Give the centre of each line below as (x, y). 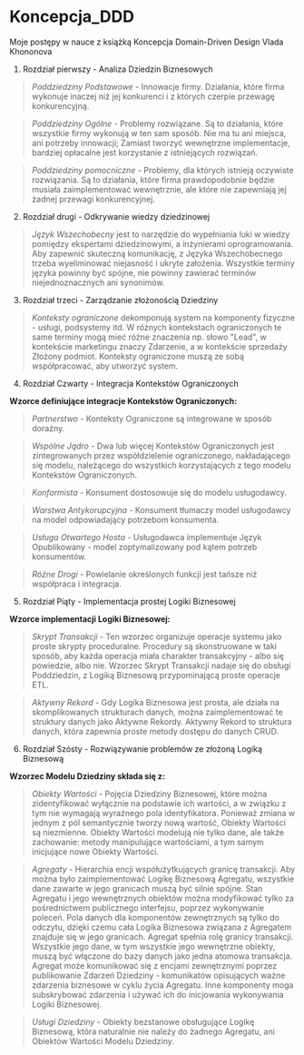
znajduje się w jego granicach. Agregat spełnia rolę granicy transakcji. (162, 936)
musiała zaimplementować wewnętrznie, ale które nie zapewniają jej (159, 189)
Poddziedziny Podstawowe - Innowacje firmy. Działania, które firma (158, 86)
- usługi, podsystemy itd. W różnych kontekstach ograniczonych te (157, 327)
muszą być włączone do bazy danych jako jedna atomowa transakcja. (162, 956)
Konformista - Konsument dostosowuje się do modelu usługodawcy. (159, 492)
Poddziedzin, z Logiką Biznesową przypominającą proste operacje (156, 675)
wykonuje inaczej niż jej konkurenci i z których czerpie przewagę (153, 96)
